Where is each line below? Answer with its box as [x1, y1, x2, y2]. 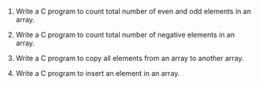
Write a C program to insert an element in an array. [15, 69, 180, 77]
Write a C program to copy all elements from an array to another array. [15, 54, 244, 63]
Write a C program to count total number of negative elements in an [15, 30, 235, 39]
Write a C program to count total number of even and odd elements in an [15, 7, 252, 16]
